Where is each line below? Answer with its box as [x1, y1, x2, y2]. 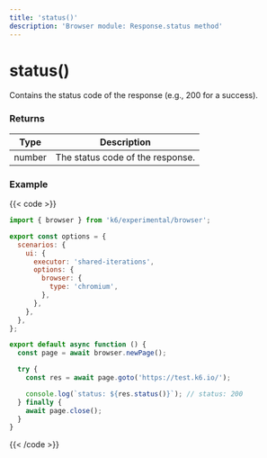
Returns [9, 112, 45, 125]
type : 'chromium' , [49, 283, 119, 292]
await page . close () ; [25, 406, 102, 415]
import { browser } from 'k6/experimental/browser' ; [9, 216, 211, 225]
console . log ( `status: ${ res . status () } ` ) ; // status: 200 [25, 389, 244, 399]
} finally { [17, 398, 63, 407]
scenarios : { [17, 240, 67, 249]
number [13, 150, 48, 163]
